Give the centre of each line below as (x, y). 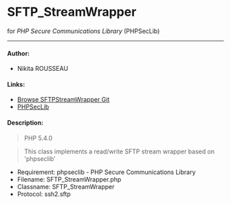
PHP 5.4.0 (38, 138)
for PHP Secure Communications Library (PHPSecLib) (84, 31)
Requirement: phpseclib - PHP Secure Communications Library (106, 172)
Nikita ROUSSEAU (43, 69)
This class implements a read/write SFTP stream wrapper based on (119, 151)
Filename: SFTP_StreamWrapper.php (69, 179)
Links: (16, 84)
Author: (19, 53)
